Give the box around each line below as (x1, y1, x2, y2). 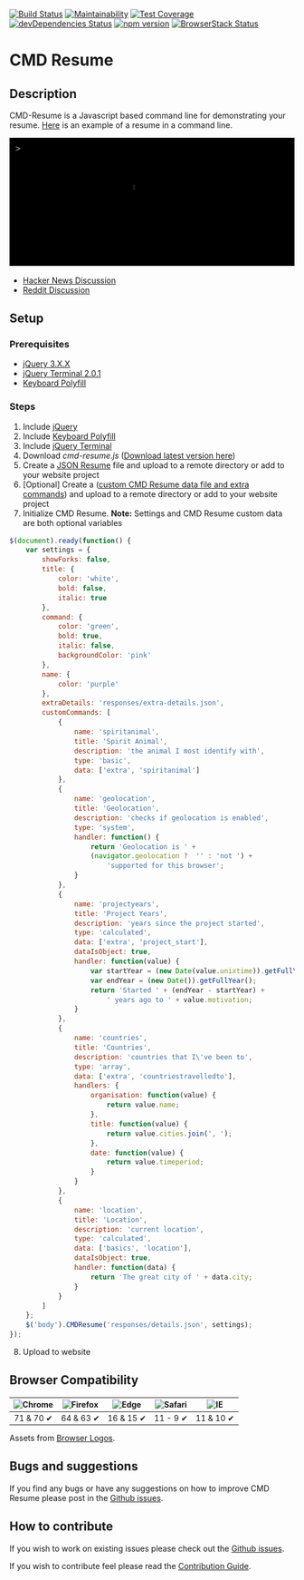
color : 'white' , (57, 574, 119, 584)
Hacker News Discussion (22, 275, 117, 286)
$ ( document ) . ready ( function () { (9, 536, 131, 545)
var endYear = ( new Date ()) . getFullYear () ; (90, 976, 257, 985)
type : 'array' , (73, 1062, 131, 1071)
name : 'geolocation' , (73, 795, 156, 804)
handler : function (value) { (73, 957, 180, 966)
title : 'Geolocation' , (73, 804, 160, 814)
